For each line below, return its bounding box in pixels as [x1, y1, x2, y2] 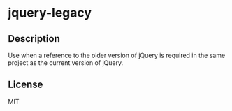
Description [8, 33, 60, 45]
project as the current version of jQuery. [8, 59, 124, 67]
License [8, 79, 43, 91]
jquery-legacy [8, 5, 92, 21]
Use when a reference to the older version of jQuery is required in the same [8, 51, 226, 59]
